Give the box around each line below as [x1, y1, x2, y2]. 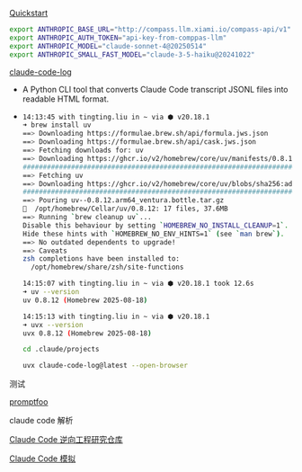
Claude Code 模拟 [9, 453, 76, 464]
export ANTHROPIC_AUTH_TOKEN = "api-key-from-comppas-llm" [9, 33, 227, 42]
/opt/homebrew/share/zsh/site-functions [31, 263, 184, 272]
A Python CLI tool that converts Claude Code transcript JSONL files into [22, 84, 289, 94]
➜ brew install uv [22, 120, 92, 129]
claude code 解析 [9, 415, 74, 426]
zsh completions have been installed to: [22, 254, 180, 263]
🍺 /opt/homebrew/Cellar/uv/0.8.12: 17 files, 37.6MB [22, 204, 228, 214]
